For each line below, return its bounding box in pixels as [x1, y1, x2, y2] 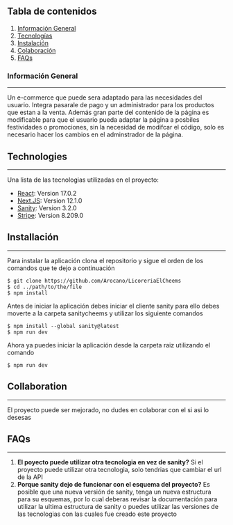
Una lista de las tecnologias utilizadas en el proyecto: [7, 175, 159, 184]
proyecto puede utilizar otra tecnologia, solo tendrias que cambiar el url [17, 466, 222, 474]
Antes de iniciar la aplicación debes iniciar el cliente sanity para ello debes [7, 301, 220, 310]
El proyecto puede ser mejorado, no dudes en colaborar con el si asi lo [7, 405, 209, 414]
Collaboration [7, 381, 67, 393]
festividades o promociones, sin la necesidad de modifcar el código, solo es [7, 123, 225, 132]
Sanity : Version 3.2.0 [17, 203, 78, 212]
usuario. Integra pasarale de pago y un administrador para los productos [7, 101, 215, 109]
